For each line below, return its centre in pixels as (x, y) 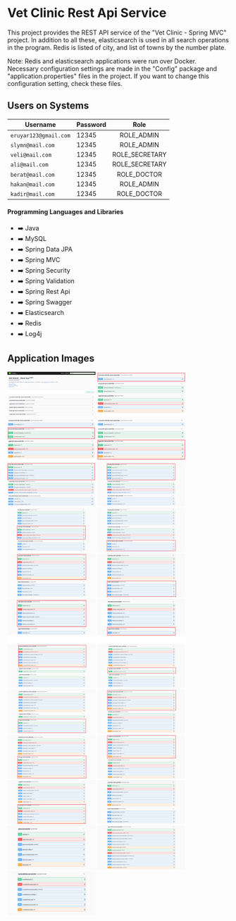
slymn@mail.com (32, 145)
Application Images (51, 358)
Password (92, 125)
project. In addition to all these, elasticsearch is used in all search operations (118, 39)
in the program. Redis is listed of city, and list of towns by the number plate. (117, 47)
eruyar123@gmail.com (41, 135)
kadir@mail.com (32, 194)
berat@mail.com (32, 175)
